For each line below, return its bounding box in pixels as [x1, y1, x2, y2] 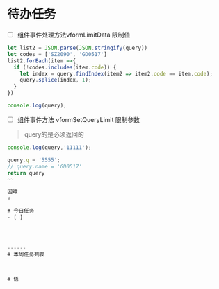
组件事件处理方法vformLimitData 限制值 [17, 30, 131, 39]
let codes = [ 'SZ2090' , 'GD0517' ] [7, 51, 108, 58]
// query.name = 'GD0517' [7, 163, 82, 170]
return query [7, 169, 45, 177]
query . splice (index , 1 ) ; [19, 77, 92, 84]
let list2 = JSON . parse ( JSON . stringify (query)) [7, 44, 148, 51]
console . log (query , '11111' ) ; [7, 143, 92, 151]
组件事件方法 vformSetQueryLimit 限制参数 [17, 115, 140, 123]
